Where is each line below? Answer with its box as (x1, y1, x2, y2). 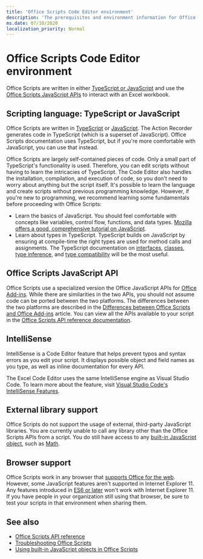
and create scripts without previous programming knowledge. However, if (6, 188, 189, 195)
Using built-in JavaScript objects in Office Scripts (14, 546, 138, 553)
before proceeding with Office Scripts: (6, 201, 101, 207)
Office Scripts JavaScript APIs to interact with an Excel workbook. (6, 91, 170, 99)
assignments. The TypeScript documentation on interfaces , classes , (14, 244, 185, 251)
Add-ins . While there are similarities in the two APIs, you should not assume (6, 291, 195, 298)
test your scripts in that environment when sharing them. (6, 499, 147, 506)
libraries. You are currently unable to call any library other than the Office (6, 427, 188, 435)
